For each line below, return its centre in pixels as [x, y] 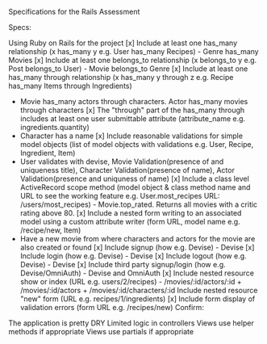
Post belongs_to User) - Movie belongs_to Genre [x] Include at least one [128, 69]
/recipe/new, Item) [50, 230]
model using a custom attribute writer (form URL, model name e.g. [130, 222]
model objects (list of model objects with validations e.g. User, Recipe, [137, 144]
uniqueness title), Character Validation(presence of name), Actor [127, 170]
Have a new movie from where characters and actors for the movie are [138, 239]
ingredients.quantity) [55, 127]
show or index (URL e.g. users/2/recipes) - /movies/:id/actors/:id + [131, 281]
